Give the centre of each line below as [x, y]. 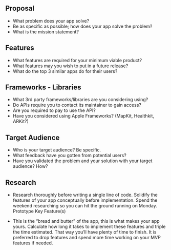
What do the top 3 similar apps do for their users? [65, 71]
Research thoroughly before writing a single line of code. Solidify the [85, 195]
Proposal [20, 8]
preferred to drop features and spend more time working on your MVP [87, 238]
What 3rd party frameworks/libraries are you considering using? [80, 100]
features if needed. [33, 243]
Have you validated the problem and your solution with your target [82, 161]
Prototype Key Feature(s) [39, 211]
